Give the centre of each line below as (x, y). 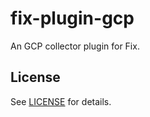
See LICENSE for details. (61, 101)
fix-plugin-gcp (72, 18)
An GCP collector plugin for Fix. (75, 46)
